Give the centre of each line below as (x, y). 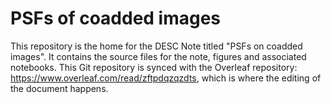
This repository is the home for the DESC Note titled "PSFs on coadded (156, 46)
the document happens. (59, 88)
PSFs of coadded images (116, 18)
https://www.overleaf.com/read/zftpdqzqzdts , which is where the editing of (166, 78)
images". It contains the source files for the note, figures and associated (158, 56)
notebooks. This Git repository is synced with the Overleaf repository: (154, 67)
